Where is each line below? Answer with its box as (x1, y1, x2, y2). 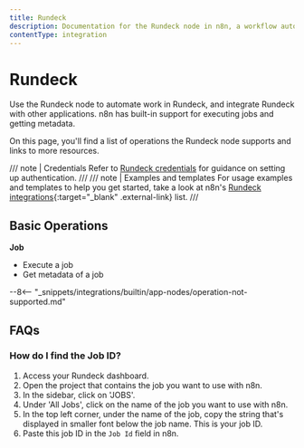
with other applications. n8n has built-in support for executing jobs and (9, 109, 274, 119)
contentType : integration (9, 30, 107, 39)
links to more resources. (9, 146, 100, 157)
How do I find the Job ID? (9, 349, 122, 362)
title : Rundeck (9, 13, 67, 23)
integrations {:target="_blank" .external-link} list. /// (9, 192, 199, 203)
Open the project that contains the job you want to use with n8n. (22, 379, 262, 390)
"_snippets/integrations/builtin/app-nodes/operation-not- (34, 287, 248, 298)
